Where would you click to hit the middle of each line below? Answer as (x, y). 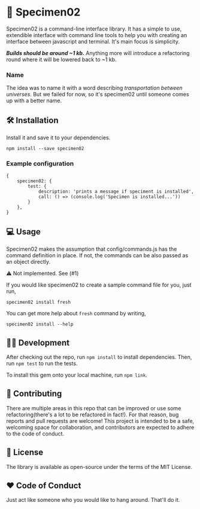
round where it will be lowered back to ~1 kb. (61, 59)
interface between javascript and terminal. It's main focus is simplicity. (93, 41)
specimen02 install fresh (38, 302)
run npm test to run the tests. (42, 363)
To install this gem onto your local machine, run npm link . (77, 375)
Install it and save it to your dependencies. (58, 138)
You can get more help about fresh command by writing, (76, 313)
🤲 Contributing (34, 394)
